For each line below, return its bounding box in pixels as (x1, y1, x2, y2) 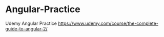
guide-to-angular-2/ (5, 25, 48, 31)
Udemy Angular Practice (5, 20, 57, 26)
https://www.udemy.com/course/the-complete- (58, 20, 159, 26)
